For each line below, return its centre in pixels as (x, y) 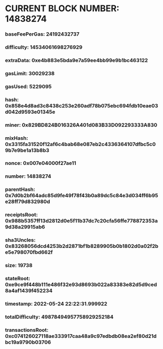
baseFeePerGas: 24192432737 (42, 34)
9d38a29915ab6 (25, 227)
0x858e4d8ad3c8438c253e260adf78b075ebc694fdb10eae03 (81, 105)
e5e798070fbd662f (29, 252)
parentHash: (20, 189)
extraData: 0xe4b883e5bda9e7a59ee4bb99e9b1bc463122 (77, 60)
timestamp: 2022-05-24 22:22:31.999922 (56, 304)
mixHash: (17, 138)
